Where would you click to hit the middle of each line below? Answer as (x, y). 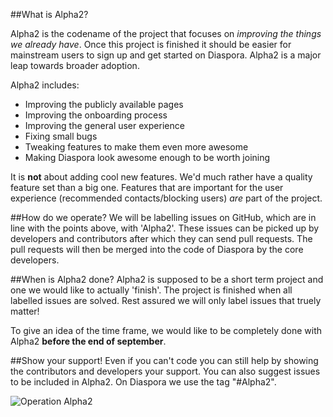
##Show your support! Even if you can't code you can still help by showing (164, 360)
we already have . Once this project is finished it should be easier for (151, 44)
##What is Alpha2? (49, 14)
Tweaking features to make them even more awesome (136, 147)
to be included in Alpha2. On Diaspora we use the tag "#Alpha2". (143, 382)
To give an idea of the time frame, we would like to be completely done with (166, 330)
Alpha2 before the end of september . (88, 341)
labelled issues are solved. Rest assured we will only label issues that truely (166, 300)
